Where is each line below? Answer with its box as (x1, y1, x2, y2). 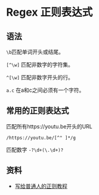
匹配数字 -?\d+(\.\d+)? (6, 146, 64, 153)
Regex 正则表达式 (6, 5, 93, 19)
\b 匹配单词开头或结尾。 (6, 49, 64, 55)
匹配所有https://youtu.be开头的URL (6, 122, 92, 130)
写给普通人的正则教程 (14, 182, 67, 190)
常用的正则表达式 (6, 106, 69, 116)
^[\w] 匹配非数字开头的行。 (6, 74, 73, 81)
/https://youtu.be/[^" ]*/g (6, 134, 76, 141)
